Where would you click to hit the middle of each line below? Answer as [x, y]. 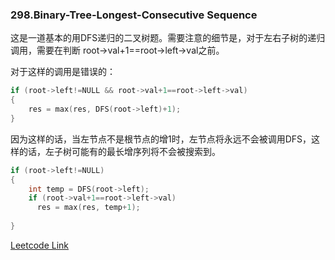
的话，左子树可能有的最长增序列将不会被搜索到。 [119, 151]
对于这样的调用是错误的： [63, 72]
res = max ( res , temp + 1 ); [88, 208]
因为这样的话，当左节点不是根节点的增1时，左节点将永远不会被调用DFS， [161, 139]
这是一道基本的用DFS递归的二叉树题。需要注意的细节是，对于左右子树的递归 [168, 38]
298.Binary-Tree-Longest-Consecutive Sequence [134, 15]
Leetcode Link [40, 245]
